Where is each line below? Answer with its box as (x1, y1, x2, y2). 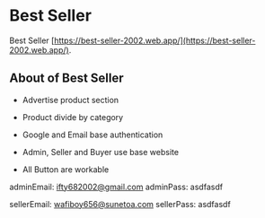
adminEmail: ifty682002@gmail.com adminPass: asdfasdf (9, 181, 223, 192)
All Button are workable (22, 163, 110, 175)
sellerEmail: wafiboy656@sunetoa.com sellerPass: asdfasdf (9, 198, 231, 209)
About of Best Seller (9, 71, 124, 86)
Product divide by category (22, 111, 124, 122)
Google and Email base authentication (22, 129, 163, 140)
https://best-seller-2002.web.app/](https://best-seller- (53, 35, 256, 46)
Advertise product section (22, 94, 119, 105)
